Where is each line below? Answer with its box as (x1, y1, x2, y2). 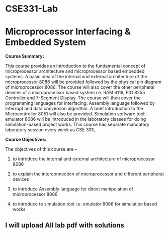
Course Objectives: (5, 136, 47, 143)
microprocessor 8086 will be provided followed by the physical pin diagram (5, 79, 162, 85)
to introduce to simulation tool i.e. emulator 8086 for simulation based (12, 201, 157, 207)
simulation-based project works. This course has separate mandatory (5, 121, 150, 128)
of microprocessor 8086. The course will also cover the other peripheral (5, 84, 155, 90)
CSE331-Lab (5, 3, 58, 15)
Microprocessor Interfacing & (5, 26, 131, 38)
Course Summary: (5, 53, 44, 59)
